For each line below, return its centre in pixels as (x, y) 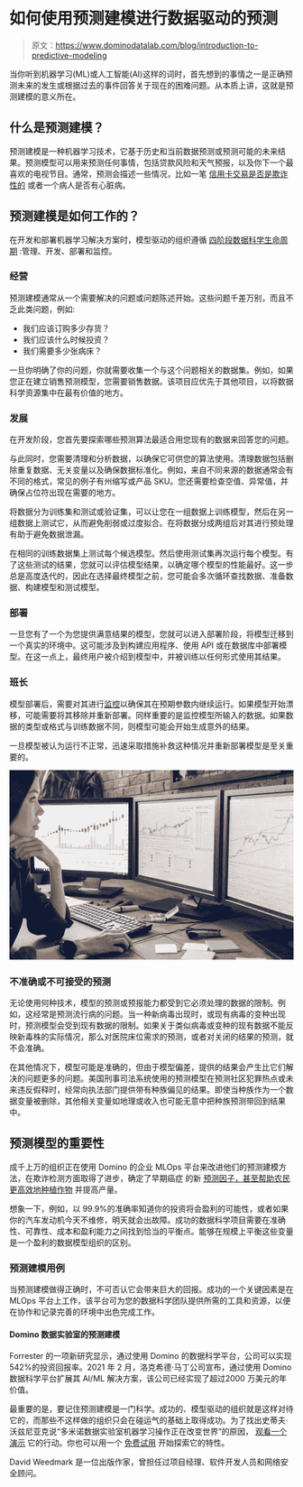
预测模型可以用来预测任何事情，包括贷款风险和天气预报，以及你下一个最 (160, 162)
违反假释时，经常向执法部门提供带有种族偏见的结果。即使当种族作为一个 (151, 1090)
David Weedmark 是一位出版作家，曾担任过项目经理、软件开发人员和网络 (145, 1462)
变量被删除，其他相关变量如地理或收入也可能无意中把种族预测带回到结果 (151, 1101)
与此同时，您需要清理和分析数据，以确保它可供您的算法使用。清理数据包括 (147, 459)
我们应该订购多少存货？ (66, 328)
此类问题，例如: (46, 309)
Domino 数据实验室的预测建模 (64, 1334)
